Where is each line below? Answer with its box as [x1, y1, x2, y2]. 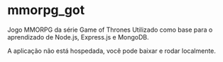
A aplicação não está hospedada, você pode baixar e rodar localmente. [7, 46, 217, 55]
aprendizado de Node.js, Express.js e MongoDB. [7, 32, 149, 41]
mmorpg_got [7, 2, 85, 18]
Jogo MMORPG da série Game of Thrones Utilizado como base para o [7, 25, 213, 34]
